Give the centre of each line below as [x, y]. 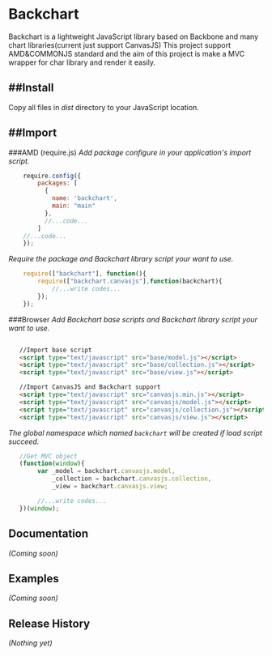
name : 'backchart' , [84, 198]
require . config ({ [52, 176]
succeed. [24, 441]
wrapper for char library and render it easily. [82, 62]
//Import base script [55, 350]
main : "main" [73, 206]
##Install [31, 88]
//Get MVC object [49, 456]
